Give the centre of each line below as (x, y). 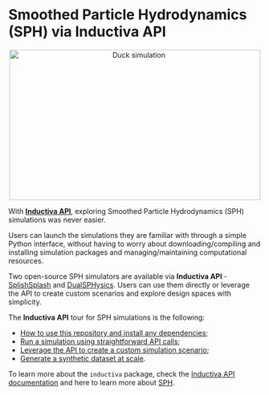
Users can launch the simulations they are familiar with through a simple (128, 235)
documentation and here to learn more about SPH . (92, 382)
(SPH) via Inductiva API (87, 32)
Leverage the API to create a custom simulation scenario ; (114, 349)
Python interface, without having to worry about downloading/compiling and (134, 244)
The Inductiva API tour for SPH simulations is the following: (106, 317)
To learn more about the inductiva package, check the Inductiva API (122, 373)
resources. (26, 260)
